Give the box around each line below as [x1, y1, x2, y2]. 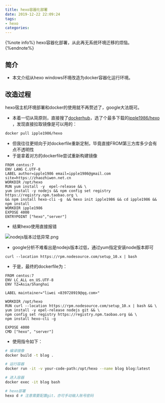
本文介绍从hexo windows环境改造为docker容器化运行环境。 [12, 74, 134, 80]
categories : [5, 26, 29, 31]
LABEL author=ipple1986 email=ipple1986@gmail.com [5, 171, 111, 176]
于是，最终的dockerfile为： [12, 263, 67, 269]
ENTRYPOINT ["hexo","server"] [5, 214, 67, 219]
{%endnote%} [5, 45, 34, 51]
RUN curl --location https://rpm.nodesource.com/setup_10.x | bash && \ [5, 303, 157, 308]
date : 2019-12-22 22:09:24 [5, 12, 60, 17]
